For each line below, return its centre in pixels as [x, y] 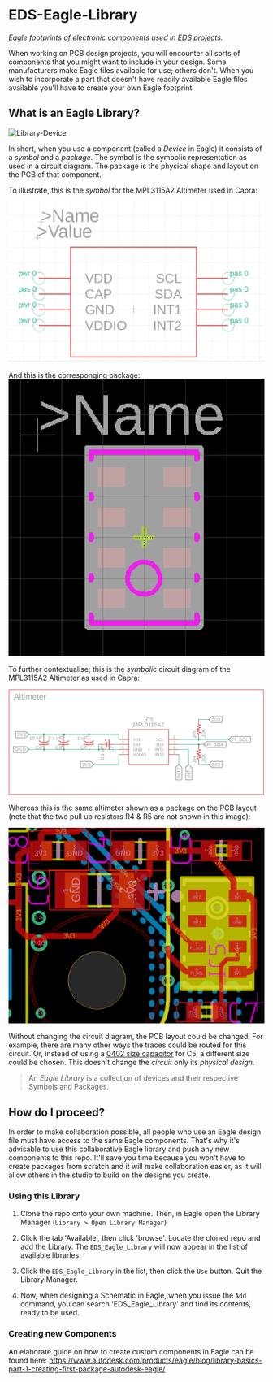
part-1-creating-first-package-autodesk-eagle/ [87, 1369]
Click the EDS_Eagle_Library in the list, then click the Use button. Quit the [141, 1271]
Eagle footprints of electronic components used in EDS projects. [116, 37]
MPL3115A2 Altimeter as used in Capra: [74, 678]
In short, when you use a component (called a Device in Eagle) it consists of [135, 149]
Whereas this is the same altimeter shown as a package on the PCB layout [133, 808]
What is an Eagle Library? [74, 113]
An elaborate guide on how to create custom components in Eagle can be [131, 1351]
